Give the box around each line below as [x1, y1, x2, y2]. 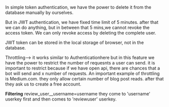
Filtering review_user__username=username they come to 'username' [5, 91, 151, 96]
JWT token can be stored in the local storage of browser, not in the [5, 39, 144, 45]
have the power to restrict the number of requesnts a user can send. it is [5, 60, 155, 65]
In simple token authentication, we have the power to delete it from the [5, 4, 152, 10]
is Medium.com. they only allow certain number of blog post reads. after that [5, 76, 164, 81]
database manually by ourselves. [5, 9, 74, 15]
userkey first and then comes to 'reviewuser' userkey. [5, 96, 117, 102]
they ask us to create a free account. [5, 81, 81, 87]
